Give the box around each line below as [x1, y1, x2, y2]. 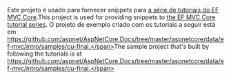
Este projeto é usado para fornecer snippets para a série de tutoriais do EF [7, 6, 219, 14]
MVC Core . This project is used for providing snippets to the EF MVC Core [7, 13, 216, 21]
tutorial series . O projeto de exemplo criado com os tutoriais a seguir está [7, 21, 216, 28]
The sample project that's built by [113, 43, 210, 50]
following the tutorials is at [7, 49, 82, 58]
